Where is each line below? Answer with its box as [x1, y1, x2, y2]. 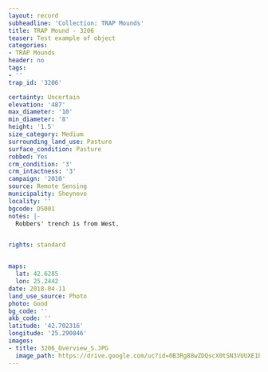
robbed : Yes [8, 153, 48, 161]
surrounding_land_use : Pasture [8, 138, 112, 146]
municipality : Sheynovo [8, 190, 88, 198]
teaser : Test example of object [8, 34, 116, 42]
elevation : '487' [8, 101, 66, 109]
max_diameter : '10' [8, 108, 73, 116]
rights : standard [8, 241, 66, 249]
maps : [8, 262, 26, 270]
